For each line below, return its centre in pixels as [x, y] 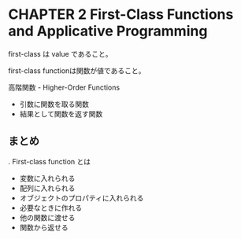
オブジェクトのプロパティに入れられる [82, 197]
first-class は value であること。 [60, 53]
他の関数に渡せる [47, 217]
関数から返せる [44, 227]
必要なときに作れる [51, 208]
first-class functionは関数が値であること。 [77, 70]
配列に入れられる [47, 188]
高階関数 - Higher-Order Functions [64, 87]
